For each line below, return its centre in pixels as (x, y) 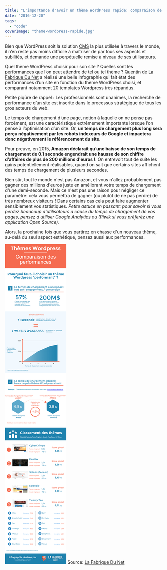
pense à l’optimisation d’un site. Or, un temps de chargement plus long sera (83, 129)
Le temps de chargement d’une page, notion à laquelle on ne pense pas (79, 118)
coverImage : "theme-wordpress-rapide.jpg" (50, 32)
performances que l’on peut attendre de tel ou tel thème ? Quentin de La (79, 72)
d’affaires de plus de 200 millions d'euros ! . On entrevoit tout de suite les (81, 159)
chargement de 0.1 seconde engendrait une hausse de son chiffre (74, 154)
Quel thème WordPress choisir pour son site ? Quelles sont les (69, 67)
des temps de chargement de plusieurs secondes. (57, 170)
